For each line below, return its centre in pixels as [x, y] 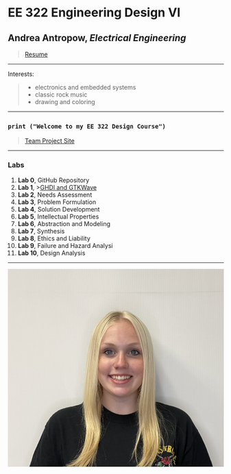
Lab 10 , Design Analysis [51, 253]
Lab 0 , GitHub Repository [53, 180]
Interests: [21, 74]
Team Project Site [49, 141]
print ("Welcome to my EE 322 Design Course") [87, 126]
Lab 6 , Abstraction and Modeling [64, 223]
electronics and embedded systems [85, 87]
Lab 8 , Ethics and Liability [54, 238]
